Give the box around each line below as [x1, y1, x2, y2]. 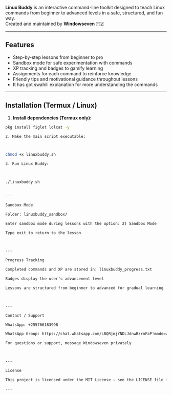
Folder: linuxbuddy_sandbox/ [5, 212, 68, 217]
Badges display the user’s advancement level [5, 276, 104, 281]
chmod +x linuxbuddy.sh [5, 152, 56, 157]
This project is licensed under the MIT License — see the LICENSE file [5, 377, 164, 382]
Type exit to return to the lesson [5, 230, 81, 235]
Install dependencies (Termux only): [12, 115, 92, 121]
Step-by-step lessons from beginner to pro [12, 54, 103, 60]
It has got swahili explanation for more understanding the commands [12, 81, 158, 88]
